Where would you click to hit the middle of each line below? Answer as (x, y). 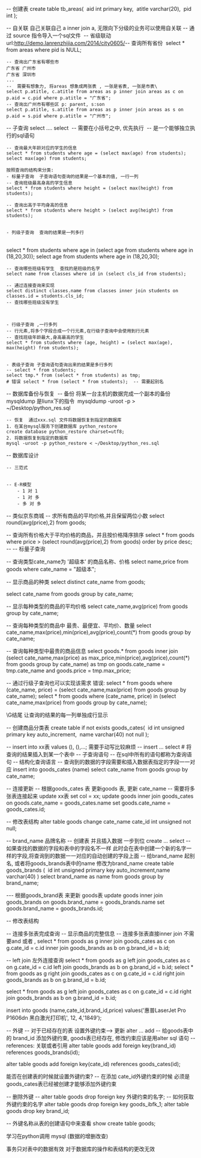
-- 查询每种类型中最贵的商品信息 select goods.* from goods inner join (92, 651)
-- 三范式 (17, 468)
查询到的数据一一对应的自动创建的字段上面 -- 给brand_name (108, 856)
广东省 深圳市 (21, 75)
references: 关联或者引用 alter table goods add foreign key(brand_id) (91, 1046)
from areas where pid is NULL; (44, 50)
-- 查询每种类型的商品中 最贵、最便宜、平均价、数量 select (79, 625)
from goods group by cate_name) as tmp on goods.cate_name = (86, 664)
